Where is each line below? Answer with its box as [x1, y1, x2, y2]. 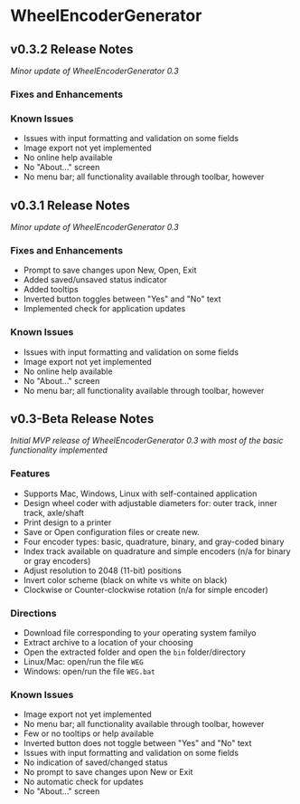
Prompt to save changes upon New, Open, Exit [23, 264, 197, 276]
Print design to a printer [23, 517, 112, 528]
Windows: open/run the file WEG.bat [23, 666, 156, 677]
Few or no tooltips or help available [23, 728, 155, 739]
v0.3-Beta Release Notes [10, 411, 155, 426]
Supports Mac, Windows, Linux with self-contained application [23, 488, 258, 499]
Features [10, 467, 51, 480]
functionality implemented [10, 445, 108, 455]
